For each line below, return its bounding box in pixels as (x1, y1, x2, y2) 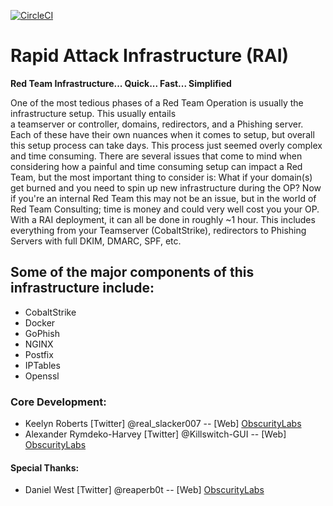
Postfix (24, 348, 54, 360)
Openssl (24, 370, 60, 382)
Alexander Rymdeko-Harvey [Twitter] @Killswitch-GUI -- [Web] (24, 428, 287, 440)
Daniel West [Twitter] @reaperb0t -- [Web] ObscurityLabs (24, 484, 265, 496)
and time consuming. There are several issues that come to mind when (10, 150, 303, 162)
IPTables (24, 359, 61, 371)
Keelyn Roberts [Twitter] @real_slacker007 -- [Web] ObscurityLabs (24, 418, 302, 430)
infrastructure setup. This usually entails (10, 107, 177, 119)
